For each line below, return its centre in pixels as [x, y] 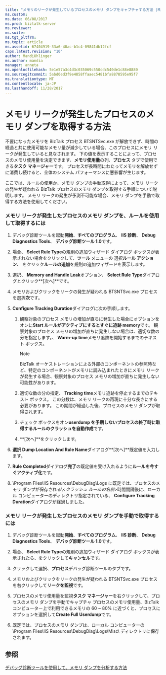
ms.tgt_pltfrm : [21, 38]
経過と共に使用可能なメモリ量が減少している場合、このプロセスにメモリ [79, 148]
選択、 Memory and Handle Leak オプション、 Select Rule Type [77, 275]
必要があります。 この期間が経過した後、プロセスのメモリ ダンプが [88, 405]
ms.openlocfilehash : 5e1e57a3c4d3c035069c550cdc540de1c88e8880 [72, 70]
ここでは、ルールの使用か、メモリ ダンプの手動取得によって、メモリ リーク [82, 183]
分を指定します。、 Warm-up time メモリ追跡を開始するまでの [82, 337]
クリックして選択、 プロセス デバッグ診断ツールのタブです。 [73, 569]
